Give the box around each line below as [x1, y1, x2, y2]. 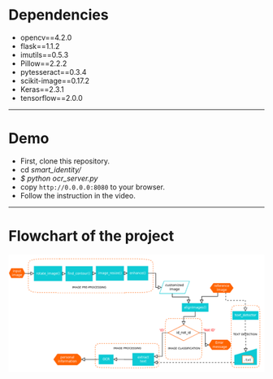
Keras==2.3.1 [19, 84, 64, 94]
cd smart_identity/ [19, 164, 81, 174]
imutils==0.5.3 [19, 50, 69, 59]
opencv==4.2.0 [19, 33, 72, 42]
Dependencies [8, 6, 109, 24]
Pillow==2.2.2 [19, 59, 67, 68]
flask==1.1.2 [19, 41, 60, 50]
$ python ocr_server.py [19, 173, 98, 183]
